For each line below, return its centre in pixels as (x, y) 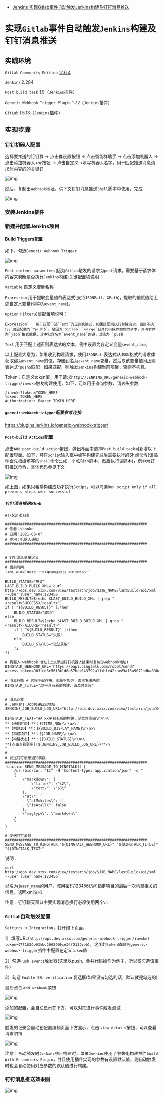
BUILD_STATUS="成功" (34, 613)
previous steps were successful (38, 492)
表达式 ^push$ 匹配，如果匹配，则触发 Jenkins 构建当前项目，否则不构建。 (77, 367)
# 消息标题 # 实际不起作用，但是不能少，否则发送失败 (52, 680)
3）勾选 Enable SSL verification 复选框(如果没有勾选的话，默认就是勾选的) (81, 977)
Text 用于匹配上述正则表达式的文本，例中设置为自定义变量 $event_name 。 (78, 344)
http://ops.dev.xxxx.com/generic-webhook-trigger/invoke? (90, 939)
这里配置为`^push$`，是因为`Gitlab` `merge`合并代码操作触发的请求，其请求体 (84, 329)
